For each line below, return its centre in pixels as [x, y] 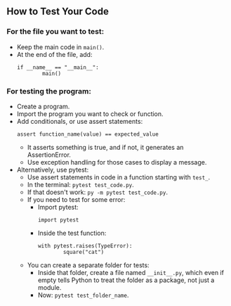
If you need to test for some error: [76, 199]
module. [49, 287]
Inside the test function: [72, 233]
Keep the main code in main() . [60, 47]
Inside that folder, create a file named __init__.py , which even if [131, 272]
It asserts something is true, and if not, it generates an [105, 147]
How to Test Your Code [58, 12]
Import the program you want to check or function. [90, 114]
